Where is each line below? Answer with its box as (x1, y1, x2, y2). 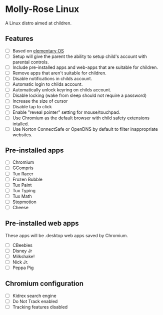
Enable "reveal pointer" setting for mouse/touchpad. (12, 109, 120, 115)
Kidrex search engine (12, 293, 56, 299)
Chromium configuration (5, 280, 84, 288)
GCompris (12, 165, 33, 171)
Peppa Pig (12, 265, 34, 271)
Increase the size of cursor (12, 98, 68, 104)
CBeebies (12, 242, 33, 248)
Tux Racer (12, 171, 33, 177)
